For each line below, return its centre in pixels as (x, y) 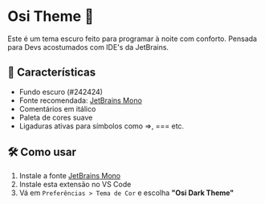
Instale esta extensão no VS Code (75, 184)
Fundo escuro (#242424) (61, 92)
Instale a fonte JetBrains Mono (70, 175)
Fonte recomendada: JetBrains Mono (80, 100)
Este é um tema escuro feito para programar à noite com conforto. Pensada (132, 39)
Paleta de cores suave (56, 117)
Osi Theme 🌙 (51, 16)
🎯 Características (52, 73)
